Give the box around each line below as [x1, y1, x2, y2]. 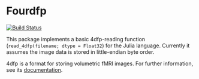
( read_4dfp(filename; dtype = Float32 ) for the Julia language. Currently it [6, 42, 190, 49]
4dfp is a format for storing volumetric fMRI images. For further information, [6, 60, 194, 67]
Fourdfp [6, 4, 47, 18]
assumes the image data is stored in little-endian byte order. [6, 48, 155, 55]
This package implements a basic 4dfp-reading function [6, 35, 146, 42]
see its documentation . [6, 66, 63, 73]
